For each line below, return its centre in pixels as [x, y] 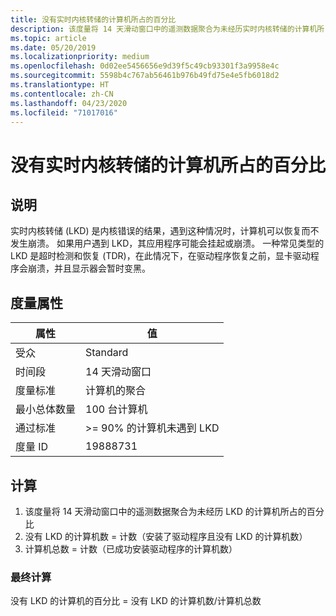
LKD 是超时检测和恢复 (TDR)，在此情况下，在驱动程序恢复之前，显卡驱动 [160, 256]
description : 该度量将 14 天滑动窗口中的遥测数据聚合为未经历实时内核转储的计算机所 [167, 29]
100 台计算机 [116, 409]
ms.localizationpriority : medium [80, 57]
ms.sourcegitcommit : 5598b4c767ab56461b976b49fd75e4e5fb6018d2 [145, 76]
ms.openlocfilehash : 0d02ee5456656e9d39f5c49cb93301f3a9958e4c [145, 66]
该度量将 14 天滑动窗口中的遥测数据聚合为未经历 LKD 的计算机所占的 [165, 511]
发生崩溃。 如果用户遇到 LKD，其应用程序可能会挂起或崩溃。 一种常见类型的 [167, 243]
